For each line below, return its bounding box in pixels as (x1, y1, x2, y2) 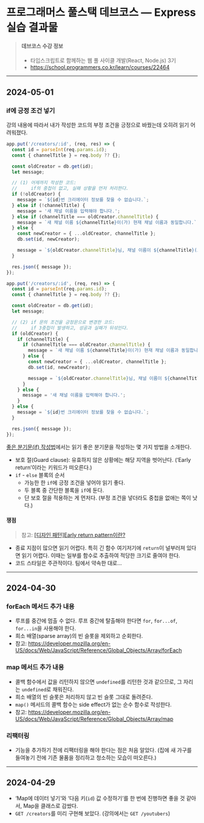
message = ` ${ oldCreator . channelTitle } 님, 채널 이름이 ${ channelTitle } (17, 247, 195, 254)
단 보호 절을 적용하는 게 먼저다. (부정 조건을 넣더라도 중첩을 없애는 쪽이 (24, 494, 191, 501)
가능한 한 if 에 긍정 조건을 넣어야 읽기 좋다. (24, 479, 126, 486)
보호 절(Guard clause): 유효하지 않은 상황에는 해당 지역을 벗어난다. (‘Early (15, 456, 191, 463)
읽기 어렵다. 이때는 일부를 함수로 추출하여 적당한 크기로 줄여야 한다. (21, 552, 180, 559)
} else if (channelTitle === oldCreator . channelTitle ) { (12, 214, 159, 220)
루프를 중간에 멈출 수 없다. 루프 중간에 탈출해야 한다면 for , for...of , (15, 617, 178, 625)
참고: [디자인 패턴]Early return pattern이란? (21, 531, 126, 538)
